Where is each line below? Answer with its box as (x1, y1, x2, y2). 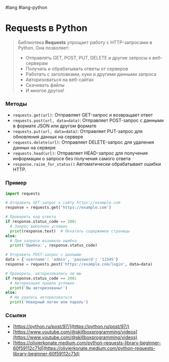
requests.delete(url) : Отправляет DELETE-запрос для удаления (12, 139, 154, 145)
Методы (5, 100, 27, 107)
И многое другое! (25, 87, 65, 93)
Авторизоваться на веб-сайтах (25, 77, 94, 83)
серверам (25, 60, 48, 66)
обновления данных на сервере (12, 134, 83, 140)
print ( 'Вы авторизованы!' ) (10, 285, 68, 291)
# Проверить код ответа (5, 214, 57, 220)
